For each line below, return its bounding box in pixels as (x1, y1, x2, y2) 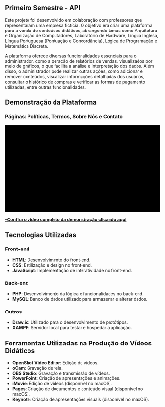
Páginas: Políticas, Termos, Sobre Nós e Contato (5, 113, 123, 120)
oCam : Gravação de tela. (12, 365, 63, 371)
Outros (5, 308, 22, 315)
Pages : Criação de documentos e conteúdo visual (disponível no (12, 386, 143, 392)
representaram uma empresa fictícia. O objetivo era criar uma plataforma (5, 22, 153, 28)
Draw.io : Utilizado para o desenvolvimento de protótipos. (12, 319, 128, 325)
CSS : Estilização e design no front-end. (12, 262, 92, 268)
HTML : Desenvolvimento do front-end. (12, 257, 91, 263)
